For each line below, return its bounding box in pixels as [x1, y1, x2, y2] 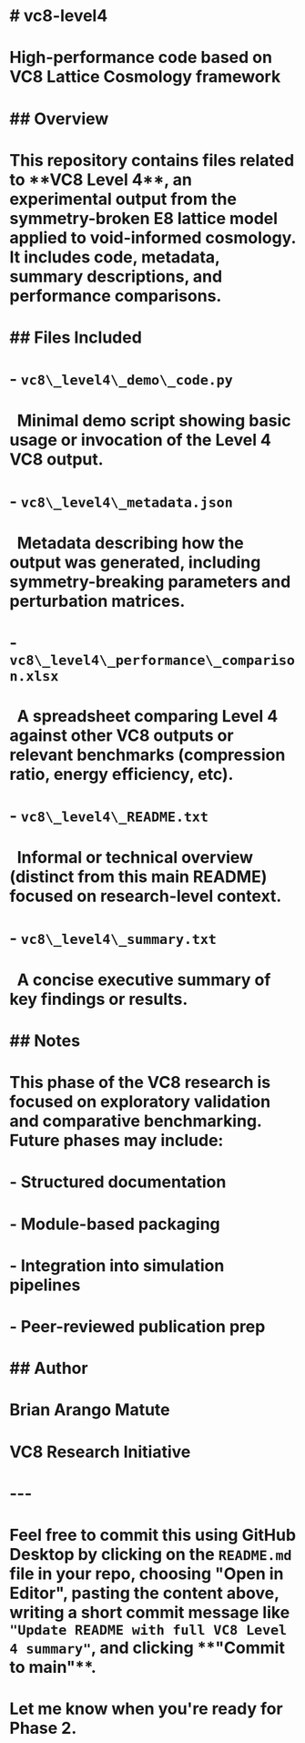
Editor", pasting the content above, [9, 1583, 280, 1604]
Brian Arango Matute [9, 1400, 170, 1420]
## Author [9, 1359, 88, 1379]
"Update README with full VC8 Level [9, 1621, 288, 1638]
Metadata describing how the [16, 532, 244, 553]
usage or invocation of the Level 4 [9, 430, 271, 451]
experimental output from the [9, 189, 237, 210]
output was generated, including [9, 552, 261, 572]
